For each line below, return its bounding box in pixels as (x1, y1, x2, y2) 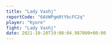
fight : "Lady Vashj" (6, 25, 57, 31)
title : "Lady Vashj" (6, 8, 57, 15)
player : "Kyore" (6, 19, 46, 25)
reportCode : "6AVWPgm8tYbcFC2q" (6, 14, 85, 20)
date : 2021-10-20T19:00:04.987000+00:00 (6, 30, 107, 36)
